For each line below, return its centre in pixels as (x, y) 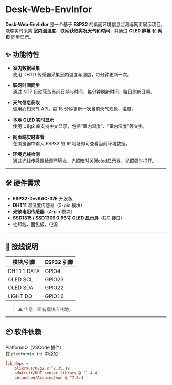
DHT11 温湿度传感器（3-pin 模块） (49, 205)
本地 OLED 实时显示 (33, 120)
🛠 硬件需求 (23, 183)
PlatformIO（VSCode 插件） (35, 347)
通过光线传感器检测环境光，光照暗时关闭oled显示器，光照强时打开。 (85, 161)
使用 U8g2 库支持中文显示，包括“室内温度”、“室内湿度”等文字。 (80, 126)
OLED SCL (20, 280)
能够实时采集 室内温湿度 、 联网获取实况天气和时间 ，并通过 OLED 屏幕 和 (81, 30)
